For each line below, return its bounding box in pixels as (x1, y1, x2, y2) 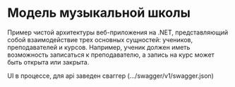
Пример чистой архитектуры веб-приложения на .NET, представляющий (7, 28, 229, 36)
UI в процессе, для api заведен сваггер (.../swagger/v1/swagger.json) (7, 72, 214, 80)
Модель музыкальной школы (7, 5, 191, 21)
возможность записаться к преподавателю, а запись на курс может (7, 51, 215, 59)
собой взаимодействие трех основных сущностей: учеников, (7, 35, 193, 43)
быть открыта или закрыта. (7, 58, 90, 66)
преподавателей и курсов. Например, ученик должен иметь (7, 43, 191, 51)
